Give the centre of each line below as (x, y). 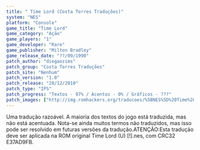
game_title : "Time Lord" (37, 28)
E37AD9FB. (20, 142)
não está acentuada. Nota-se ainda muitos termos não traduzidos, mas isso (99, 123)
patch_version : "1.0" (33, 78)
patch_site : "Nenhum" (33, 72)
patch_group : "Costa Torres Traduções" (56, 67)
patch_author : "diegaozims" (41, 61)
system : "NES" (24, 17)
